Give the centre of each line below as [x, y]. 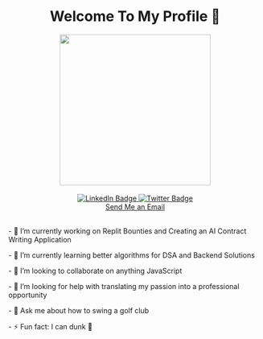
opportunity [28, 295]
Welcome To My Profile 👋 [135, 17]
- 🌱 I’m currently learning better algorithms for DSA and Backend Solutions [132, 255]
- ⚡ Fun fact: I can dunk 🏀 [50, 326]
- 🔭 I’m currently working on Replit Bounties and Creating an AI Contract [127, 231]
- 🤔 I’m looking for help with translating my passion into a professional [124, 286]
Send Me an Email [135, 207]
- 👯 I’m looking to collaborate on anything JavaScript [95, 271]
